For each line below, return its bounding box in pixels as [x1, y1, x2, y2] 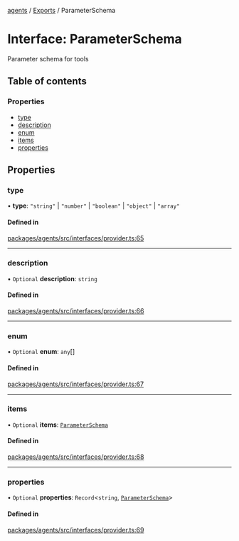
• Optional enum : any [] [7, 348, 75, 356]
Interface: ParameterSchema [7, 31, 183, 47]
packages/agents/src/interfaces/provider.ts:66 [7, 307, 144, 315]
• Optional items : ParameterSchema [7, 420, 109, 429]
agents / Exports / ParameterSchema [7, 6, 116, 14]
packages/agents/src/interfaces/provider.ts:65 [7, 233, 144, 242]
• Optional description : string [7, 274, 97, 283]
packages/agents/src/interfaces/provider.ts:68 [7, 452, 144, 461]
